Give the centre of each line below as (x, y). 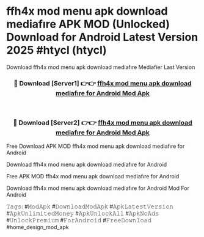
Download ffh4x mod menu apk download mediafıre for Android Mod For (98, 188)
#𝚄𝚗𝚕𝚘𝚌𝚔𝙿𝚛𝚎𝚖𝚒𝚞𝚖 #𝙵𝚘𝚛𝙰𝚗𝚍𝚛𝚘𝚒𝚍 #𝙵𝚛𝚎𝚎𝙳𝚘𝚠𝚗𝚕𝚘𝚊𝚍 (79, 220)
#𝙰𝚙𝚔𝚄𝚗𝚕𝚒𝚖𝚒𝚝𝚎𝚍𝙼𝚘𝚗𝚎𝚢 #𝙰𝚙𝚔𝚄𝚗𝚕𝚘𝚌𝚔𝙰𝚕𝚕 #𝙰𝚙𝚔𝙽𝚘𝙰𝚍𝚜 (83, 213)
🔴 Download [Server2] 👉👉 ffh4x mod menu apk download (103, 123)
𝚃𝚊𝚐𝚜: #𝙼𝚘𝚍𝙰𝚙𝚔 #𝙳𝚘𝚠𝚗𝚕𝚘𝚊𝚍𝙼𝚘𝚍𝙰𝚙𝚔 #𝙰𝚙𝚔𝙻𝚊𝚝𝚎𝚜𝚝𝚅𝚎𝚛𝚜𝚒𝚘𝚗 (90, 206)
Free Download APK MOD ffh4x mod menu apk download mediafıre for (96, 146)
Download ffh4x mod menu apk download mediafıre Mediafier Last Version (101, 67)
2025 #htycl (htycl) (56, 50)
